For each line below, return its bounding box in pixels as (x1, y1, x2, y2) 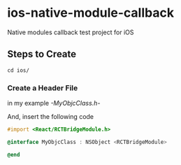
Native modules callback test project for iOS (7, 28, 134, 36)
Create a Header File (7, 82, 78, 92)
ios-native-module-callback (7, 5, 175, 21)
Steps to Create (7, 48, 77, 60)
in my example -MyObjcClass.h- (7, 99, 101, 108)
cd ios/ (7, 66, 30, 74)
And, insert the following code (7, 113, 94, 121)
